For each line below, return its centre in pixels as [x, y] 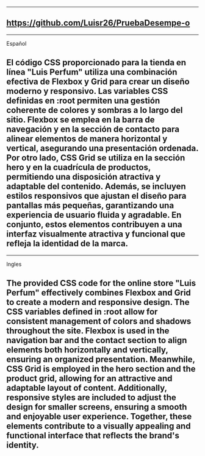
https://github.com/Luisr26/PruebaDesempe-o [98, 23]
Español [16, 43]
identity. [23, 445]
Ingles [14, 264]
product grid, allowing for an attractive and [89, 379]
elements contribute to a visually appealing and [99, 426]
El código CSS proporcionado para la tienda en [96, 62]
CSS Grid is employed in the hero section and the [101, 369]
